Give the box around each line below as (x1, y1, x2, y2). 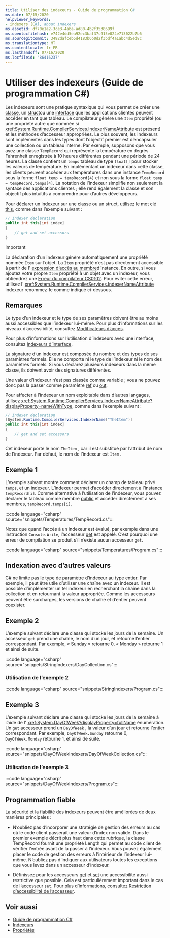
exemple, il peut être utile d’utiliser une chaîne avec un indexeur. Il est (5, 580, 151, 586)
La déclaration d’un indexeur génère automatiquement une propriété (5, 254, 148, 260)
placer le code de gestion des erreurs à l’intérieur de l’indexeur (12, 851, 145, 858)
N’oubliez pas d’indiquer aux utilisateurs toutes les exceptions (28, 857, 157, 863)
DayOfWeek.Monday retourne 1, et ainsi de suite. (5, 736, 100, 742)
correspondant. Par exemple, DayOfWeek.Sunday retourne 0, (5, 730, 128, 736)
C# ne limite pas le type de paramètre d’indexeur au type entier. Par (5, 575, 147, 581)
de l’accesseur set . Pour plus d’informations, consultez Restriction (12, 883, 151, 889)
